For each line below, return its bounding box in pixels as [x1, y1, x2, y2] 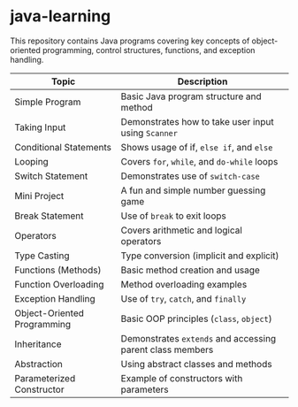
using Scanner [120, 127, 178, 139]
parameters [120, 383, 169, 395]
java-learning [10, 6, 111, 27]
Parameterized [14, 372, 76, 384]
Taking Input [14, 121, 66, 134]
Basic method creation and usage [120, 264, 260, 276]
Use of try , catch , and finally [120, 292, 247, 304]
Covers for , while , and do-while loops [120, 155, 279, 167]
